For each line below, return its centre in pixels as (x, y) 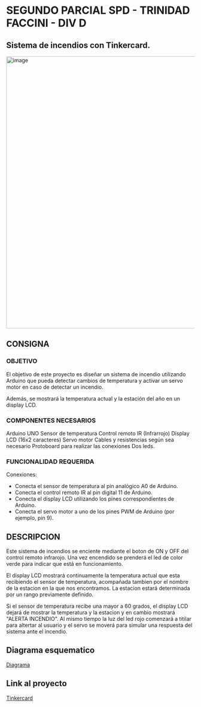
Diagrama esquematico (51, 650)
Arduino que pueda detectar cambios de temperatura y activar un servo (95, 380)
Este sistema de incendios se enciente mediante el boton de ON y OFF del (98, 551)
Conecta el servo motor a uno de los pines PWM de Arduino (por (95, 511)
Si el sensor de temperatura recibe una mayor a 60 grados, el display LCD (97, 606)
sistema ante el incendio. (37, 632)
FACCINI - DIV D (46, 23)
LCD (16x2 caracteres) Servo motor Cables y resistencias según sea (90, 440)
